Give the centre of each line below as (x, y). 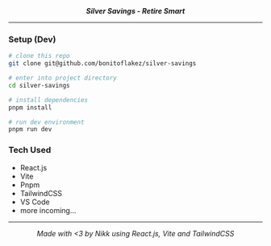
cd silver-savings (39, 85)
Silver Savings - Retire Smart (135, 11)
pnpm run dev (30, 129)
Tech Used (30, 150)
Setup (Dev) (32, 39)
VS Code (35, 202)
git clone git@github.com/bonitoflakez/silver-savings (102, 64)
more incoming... (48, 210)
